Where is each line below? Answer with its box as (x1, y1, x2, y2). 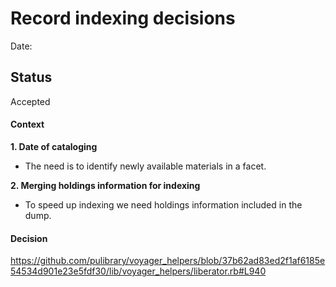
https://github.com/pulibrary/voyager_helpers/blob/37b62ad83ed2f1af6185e (10, 255, 326, 267)
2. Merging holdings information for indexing (10, 179, 201, 191)
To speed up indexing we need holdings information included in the (24, 198, 303, 211)
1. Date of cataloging (10, 140, 98, 152)
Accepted (10, 95, 51, 107)
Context (10, 118, 45, 131)
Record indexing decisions (10, 7, 236, 30)
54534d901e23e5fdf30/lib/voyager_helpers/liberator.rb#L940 (10, 265, 267, 277)
